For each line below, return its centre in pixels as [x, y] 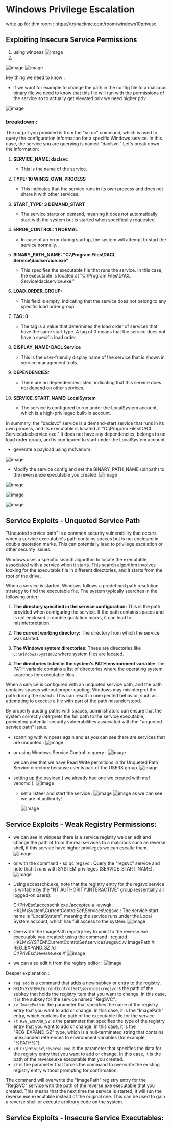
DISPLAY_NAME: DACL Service [47, 347]
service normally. [39, 245]
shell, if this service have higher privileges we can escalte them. [81, 848]
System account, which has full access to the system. [70, 921]
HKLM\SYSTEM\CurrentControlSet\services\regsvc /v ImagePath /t [84, 942]
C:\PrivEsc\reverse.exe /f [39, 953]
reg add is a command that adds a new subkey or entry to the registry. [87, 983]
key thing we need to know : [35, 77]
